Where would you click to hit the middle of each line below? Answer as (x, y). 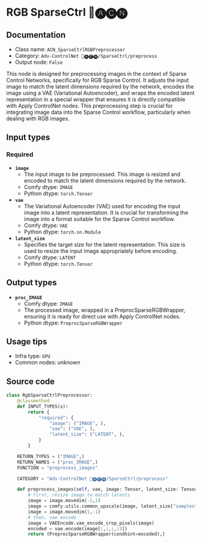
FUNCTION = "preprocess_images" (57, 468)
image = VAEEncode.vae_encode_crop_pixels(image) (91, 523)
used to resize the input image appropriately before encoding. (100, 251)
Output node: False (39, 62)
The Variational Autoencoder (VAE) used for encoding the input (102, 206)
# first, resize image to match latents (79, 495)
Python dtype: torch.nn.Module (62, 232)
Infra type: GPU (32, 356)
